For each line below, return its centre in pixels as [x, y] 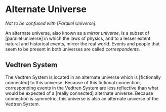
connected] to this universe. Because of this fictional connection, [73, 82]
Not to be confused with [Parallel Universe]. [51, 23]
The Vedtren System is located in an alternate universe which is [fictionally [83, 77]
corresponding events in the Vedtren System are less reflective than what [82, 88]
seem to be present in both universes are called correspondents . [73, 49]
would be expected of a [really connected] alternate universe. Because [79, 93]
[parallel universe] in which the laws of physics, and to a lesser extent [78, 38]
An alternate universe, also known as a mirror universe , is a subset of [77, 33]
